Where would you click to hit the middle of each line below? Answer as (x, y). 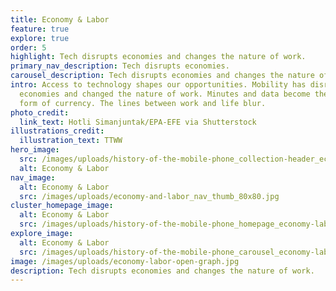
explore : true (40, 38)
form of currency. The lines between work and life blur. (143, 103)
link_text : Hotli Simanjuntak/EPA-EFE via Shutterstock (138, 122)
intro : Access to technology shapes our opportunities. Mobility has (158, 85)
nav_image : (33, 177)
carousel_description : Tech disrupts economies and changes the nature (162, 76)
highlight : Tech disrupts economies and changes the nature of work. (158, 57)
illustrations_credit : (57, 131)
